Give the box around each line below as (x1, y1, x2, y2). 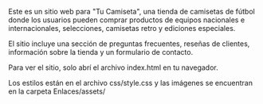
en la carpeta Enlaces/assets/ (8, 87, 106, 96)
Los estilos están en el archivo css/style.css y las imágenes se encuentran (8, 79, 253, 87)
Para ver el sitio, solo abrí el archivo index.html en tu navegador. (8, 63, 219, 72)
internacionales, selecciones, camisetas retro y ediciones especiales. (8, 24, 236, 33)
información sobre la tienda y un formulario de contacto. (8, 48, 194, 56)
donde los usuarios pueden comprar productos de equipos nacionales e (8, 15, 245, 25)
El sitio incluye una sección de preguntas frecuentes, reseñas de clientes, (8, 39, 250, 48)
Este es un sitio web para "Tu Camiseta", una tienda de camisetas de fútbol (8, 7, 255, 16)
